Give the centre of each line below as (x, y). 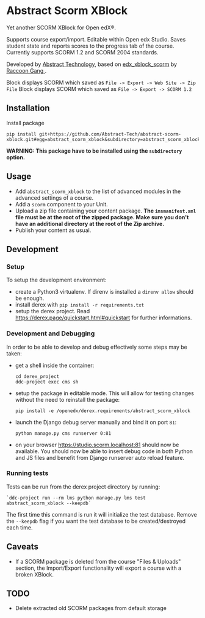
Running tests (27, 473)
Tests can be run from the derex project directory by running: (83, 487)
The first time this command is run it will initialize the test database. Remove (102, 514)
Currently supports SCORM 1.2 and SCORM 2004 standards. (82, 52)
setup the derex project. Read (52, 311)
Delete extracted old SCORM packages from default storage (91, 608)
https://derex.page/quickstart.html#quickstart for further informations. (103, 318)
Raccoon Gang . (27, 70)
